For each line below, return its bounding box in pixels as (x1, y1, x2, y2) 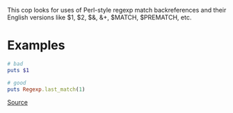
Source (7, 98, 28, 107)
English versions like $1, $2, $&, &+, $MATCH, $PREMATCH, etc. (7, 13, 192, 21)
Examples (7, 37, 65, 53)
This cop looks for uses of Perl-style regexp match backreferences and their (7, 6, 227, 14)
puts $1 (7, 67, 30, 73)
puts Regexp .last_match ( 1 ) (7, 86, 86, 93)
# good (7, 79, 26, 86)
